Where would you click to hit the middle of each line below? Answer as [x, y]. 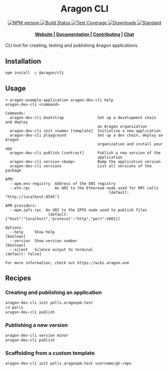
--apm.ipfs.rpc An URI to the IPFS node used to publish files [78, 210]
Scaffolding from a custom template [50, 353]
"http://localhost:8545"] [32, 197]
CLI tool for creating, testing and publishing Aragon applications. [72, 45]
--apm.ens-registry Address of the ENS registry [63, 183]
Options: [14, 227]
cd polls [14, 308]
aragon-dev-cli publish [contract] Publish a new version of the [85, 153]
